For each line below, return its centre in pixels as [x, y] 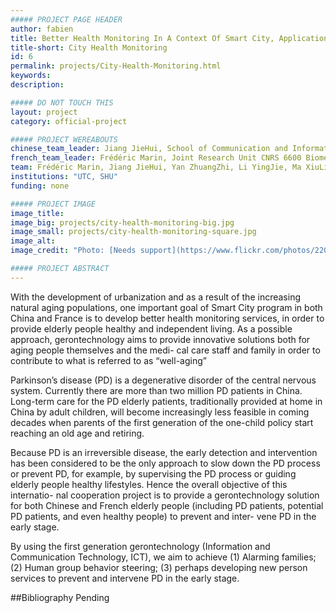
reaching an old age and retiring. [77, 433]
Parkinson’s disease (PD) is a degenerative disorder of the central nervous [163, 380]
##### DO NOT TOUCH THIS [62, 102]
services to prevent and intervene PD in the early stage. [125, 578]
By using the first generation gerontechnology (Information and [140, 546]
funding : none [40, 186]
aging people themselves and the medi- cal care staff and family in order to [165, 350]
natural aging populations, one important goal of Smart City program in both [166, 307]
